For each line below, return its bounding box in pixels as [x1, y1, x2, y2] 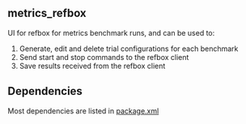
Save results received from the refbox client [19, 61, 166, 71]
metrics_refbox [7, 6, 87, 20]
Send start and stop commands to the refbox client [19, 52, 189, 62]
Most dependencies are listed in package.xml [7, 105, 159, 116]
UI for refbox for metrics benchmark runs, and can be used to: [7, 28, 215, 37]
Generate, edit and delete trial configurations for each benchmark [19, 44, 239, 53]
